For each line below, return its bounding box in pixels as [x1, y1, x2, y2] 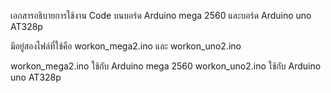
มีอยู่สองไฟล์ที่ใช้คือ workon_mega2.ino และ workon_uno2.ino [10, 40, 242, 52]
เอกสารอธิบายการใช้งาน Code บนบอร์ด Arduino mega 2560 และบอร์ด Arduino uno [10, 10, 312, 21]
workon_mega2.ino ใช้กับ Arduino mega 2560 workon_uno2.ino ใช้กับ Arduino [10, 60, 322, 72]
